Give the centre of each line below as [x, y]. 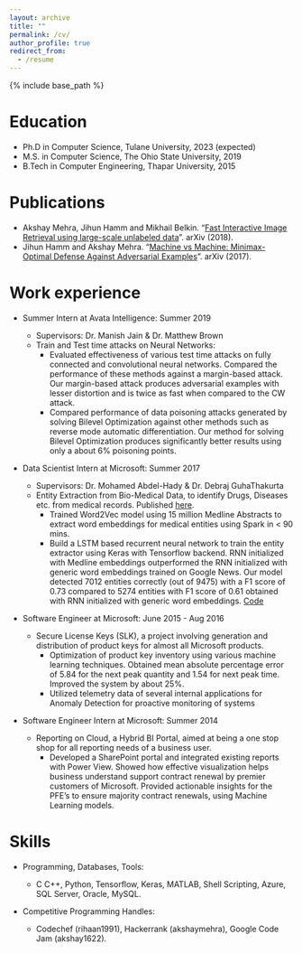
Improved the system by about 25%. [117, 684]
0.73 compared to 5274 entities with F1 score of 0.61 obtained [164, 591]
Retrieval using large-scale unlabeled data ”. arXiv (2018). [128, 237]
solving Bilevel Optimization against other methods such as [159, 422]
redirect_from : [38, 51]
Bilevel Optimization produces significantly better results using [165, 441]
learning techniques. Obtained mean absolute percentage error [166, 664]
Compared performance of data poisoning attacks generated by [168, 412]
